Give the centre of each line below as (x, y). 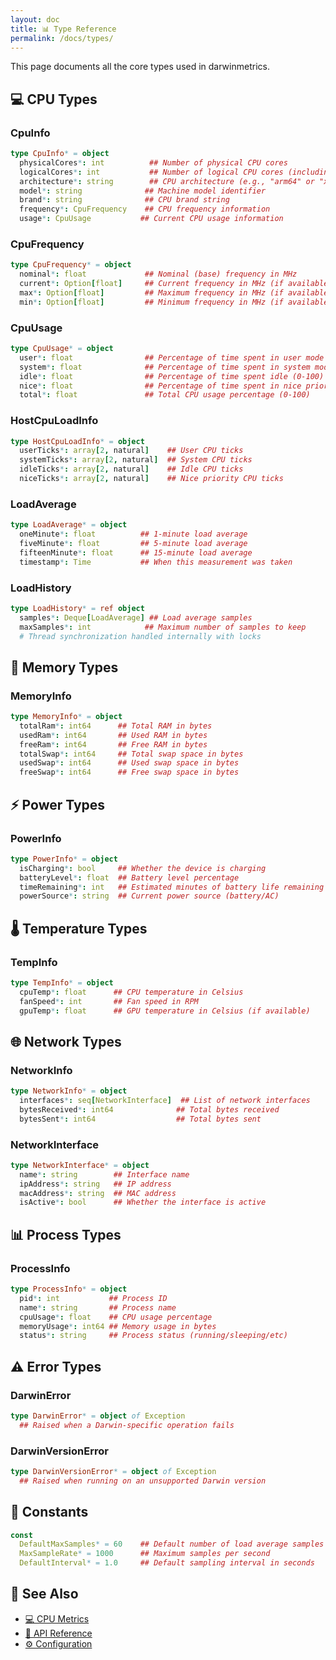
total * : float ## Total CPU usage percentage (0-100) (165, 395)
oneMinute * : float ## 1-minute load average (133, 534)
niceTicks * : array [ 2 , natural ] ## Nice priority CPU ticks (151, 479)
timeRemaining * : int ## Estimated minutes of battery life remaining (172, 887)
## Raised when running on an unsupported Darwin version (143, 1481)
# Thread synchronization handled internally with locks (140, 636)
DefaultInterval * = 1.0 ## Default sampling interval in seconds (167, 1563)
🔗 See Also (44, 1594)
